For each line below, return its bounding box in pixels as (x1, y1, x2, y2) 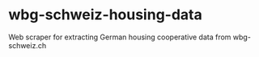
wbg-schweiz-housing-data (8, 6, 202, 24)
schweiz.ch (8, 40, 47, 50)
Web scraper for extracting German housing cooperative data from (8, 32, 231, 42)
